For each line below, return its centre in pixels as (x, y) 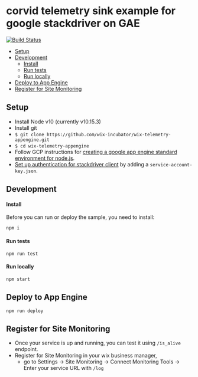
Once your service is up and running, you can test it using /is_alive (98, 343)
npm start (18, 279)
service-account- (171, 165)
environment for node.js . (45, 158)
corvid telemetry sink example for (91, 11)
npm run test (22, 254)
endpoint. (26, 349)
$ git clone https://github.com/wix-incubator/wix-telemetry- (93, 135)
